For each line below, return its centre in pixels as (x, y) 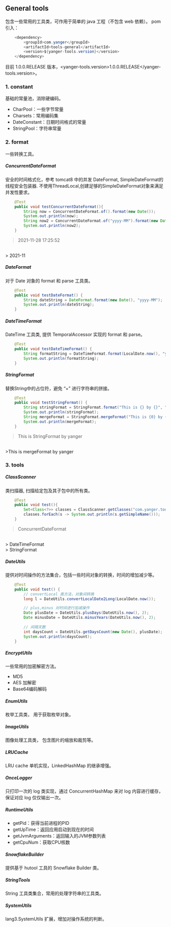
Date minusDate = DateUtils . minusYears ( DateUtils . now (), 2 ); (90, 618)
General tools (27, 8)
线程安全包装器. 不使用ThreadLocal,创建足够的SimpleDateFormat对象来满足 (84, 186)
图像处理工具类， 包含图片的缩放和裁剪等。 (50, 740)
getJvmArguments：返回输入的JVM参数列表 (59, 836)
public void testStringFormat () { (51, 403)
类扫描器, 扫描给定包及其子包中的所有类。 (49, 491)
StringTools (18, 880)
